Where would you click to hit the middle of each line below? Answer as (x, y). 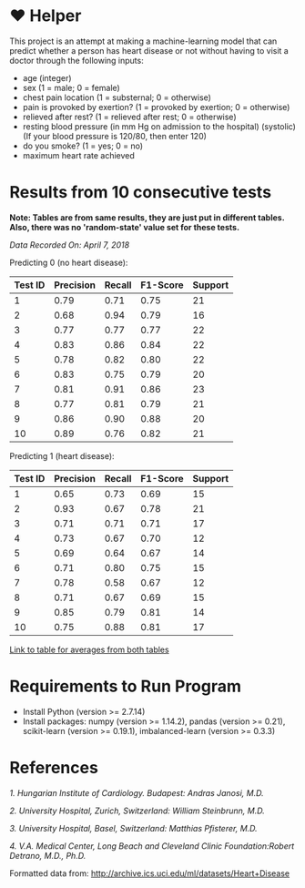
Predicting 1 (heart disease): (62, 455)
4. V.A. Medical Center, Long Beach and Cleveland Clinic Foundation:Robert (152, 846)
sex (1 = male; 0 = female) (71, 87)
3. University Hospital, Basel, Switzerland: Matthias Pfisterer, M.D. (133, 828)
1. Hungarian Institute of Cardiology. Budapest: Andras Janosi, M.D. (137, 792)
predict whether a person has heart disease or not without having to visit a (149, 50)
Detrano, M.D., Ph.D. (48, 855)
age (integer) (47, 77)
